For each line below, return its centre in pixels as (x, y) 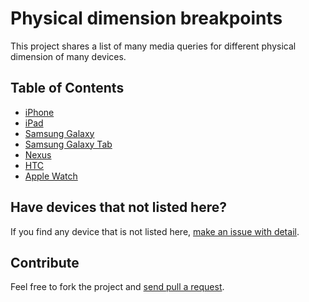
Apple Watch (51, 176)
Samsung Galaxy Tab (68, 144)
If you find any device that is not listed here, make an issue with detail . (155, 231)
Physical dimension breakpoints (146, 18)
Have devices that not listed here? (118, 207)
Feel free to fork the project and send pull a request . (117, 287)
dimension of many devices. (68, 56)
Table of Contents (67, 88)
